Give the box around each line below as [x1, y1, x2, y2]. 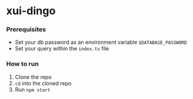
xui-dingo [6, 4, 56, 18]
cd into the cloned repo [14, 79, 72, 87]
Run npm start [14, 86, 51, 93]
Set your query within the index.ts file [14, 45, 109, 52]
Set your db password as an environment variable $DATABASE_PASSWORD [14, 39, 187, 46]
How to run [6, 60, 39, 68]
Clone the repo [14, 73, 52, 81]
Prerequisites [6, 25, 46, 34]
